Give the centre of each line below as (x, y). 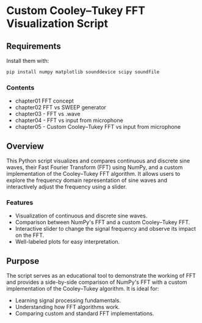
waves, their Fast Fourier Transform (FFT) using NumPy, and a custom (95, 167)
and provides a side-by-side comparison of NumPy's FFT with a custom (97, 282)
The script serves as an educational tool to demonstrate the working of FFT (101, 276)
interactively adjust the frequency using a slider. (67, 186)
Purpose (23, 261)
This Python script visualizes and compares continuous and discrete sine (98, 161)
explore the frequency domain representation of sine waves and (87, 180)
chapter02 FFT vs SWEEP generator (61, 107)
